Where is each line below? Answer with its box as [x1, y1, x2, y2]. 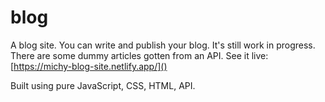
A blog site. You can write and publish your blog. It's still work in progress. [10, 39, 316, 51]
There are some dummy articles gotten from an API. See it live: [10, 49, 269, 61]
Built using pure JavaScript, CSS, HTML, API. [10, 79, 196, 91]
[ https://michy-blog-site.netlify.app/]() [10, 60, 168, 72]
